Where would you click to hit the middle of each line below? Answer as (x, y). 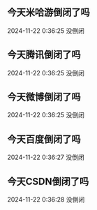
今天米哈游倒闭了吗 (48, 13)
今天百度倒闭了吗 (44, 139)
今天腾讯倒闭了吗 (44, 55)
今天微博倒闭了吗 (44, 97)
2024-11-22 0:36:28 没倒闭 (46, 200)
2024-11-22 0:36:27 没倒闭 (46, 157)
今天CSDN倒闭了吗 (48, 181)
